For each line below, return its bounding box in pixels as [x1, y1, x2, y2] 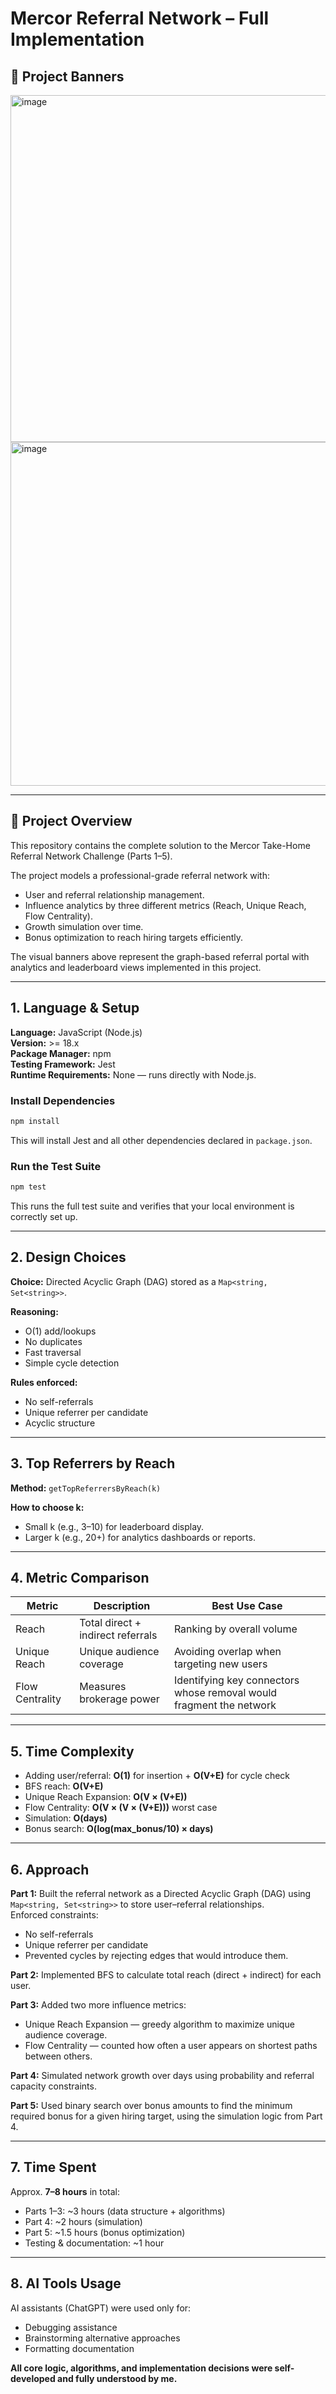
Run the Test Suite [10, 1159, 102, 1173]
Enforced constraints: [10, 1909, 99, 1921]
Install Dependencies [10, 1093, 116, 1107]
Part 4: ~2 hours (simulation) [24, 2215, 143, 2227]
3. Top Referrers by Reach [10, 1455, 176, 1472]
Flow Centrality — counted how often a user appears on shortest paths [24, 2040, 318, 2052]
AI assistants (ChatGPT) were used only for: [10, 2302, 192, 2314]
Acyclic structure [24, 1417, 96, 1429]
